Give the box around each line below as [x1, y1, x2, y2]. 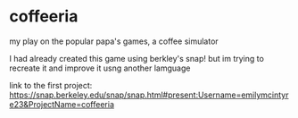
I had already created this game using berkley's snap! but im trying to [9, 53, 265, 63]
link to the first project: [9, 80, 93, 90]
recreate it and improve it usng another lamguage [9, 63, 191, 73]
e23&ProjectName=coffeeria [9, 98, 114, 109]
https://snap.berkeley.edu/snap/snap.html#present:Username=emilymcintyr [9, 89, 289, 100]
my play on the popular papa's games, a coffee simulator [9, 36, 219, 46]
